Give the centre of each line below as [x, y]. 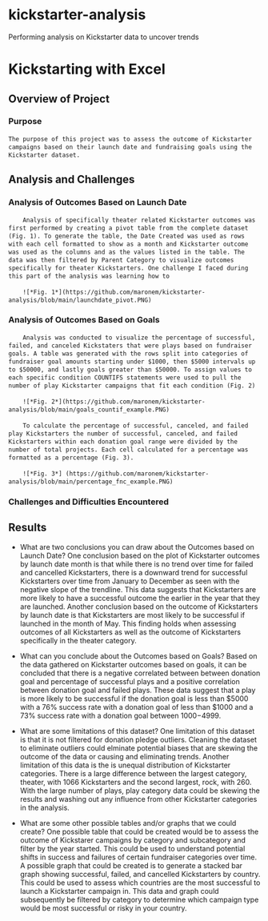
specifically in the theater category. [78, 640]
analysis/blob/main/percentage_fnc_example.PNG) [91, 482]
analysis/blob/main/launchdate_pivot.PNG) [80, 300]
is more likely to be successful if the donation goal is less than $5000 [134, 699]
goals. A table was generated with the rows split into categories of [128, 354]
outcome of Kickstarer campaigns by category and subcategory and [133, 840]
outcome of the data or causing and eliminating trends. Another [124, 756]
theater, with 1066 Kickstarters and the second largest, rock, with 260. [136, 782]
